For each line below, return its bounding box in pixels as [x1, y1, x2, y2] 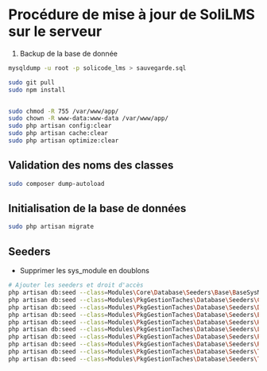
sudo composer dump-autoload [8, 180, 105, 187]
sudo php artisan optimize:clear [8, 137, 119, 145]
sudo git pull [8, 78, 56, 87]
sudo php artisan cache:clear [8, 129, 109, 137]
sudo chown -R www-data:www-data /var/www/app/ [8, 114, 169, 122]
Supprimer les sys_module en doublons [19, 266, 149, 276]
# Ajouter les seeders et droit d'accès [8, 281, 145, 289]
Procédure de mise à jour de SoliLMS [8, 6, 256, 24]
